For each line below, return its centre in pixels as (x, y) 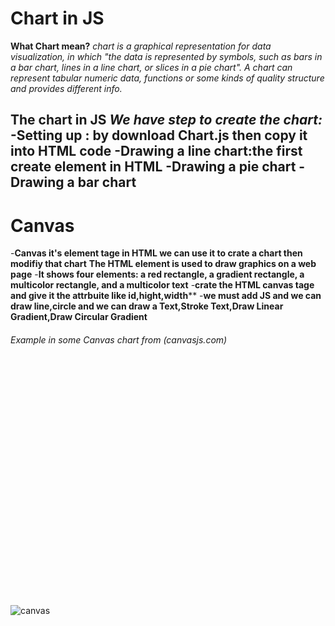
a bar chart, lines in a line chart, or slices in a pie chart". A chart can (151, 67)
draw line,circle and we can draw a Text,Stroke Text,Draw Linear (147, 306)
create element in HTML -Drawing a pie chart (153, 167)
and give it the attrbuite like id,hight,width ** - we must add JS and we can (166, 296)
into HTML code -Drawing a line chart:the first (156, 151)
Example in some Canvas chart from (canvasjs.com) (119, 339)
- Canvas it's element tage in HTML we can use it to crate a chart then (156, 253)
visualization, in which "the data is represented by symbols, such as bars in (166, 56)
